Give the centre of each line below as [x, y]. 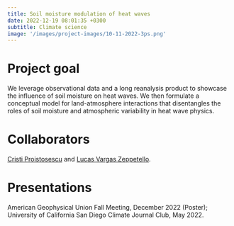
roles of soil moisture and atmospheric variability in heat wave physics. [111, 111]
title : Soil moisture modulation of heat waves [79, 14]
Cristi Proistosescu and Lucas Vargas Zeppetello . [79, 159]
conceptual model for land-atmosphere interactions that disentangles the [114, 103]
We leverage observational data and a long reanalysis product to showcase [117, 89]
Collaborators [49, 140]
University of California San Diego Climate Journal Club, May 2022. [106, 215]
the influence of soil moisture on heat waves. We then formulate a [104, 96]
